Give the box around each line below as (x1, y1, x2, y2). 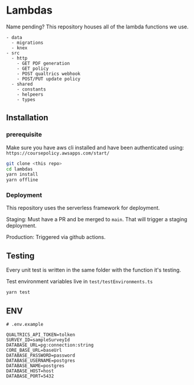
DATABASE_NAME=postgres (6, 363, 65, 368)
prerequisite (6, 131, 43, 139)
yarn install (6, 172, 38, 177)
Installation (6, 113, 48, 123)
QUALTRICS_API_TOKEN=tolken (6, 332, 76, 338)
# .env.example (6, 321, 44, 327)
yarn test (6, 289, 31, 296)
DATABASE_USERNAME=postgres (6, 357, 76, 364)
